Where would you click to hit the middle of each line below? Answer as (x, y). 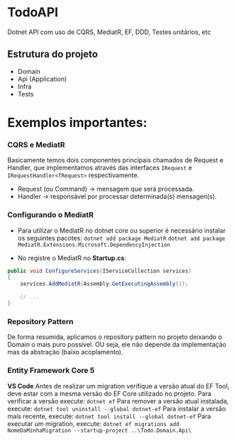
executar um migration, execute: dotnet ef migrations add (93, 423)
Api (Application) (42, 79)
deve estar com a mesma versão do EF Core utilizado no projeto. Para (109, 393)
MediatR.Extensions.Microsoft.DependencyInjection (94, 245)
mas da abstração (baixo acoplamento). (66, 352)
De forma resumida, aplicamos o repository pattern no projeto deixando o (115, 337)
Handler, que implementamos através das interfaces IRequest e (100, 168)
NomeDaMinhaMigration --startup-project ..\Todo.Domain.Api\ (100, 430)
